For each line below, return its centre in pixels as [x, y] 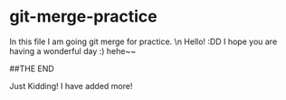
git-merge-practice [83, 17]
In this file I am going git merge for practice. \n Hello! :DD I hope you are [143, 41]
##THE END [32, 68]
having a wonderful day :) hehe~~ [73, 50]
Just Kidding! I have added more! [71, 86]
